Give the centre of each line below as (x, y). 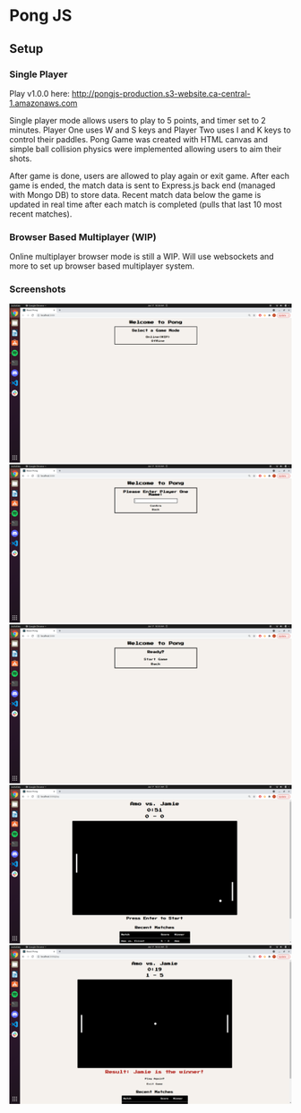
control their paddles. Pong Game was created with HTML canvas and (139, 139)
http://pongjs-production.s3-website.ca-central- (161, 93)
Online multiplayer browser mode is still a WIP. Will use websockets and (142, 257)
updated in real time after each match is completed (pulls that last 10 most (146, 204)
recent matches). (41, 214)
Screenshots (38, 289)
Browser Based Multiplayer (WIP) (83, 236)
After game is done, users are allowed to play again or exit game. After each (149, 176)
